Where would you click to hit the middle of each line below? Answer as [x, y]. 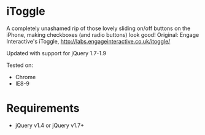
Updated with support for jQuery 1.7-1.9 [56, 53]
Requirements [43, 108]
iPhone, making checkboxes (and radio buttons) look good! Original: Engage [103, 34]
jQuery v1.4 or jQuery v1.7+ [50, 125]
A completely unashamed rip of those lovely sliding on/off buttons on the [99, 28]
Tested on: [20, 65]
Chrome [25, 77]
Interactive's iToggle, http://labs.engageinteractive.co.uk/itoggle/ [88, 41]
